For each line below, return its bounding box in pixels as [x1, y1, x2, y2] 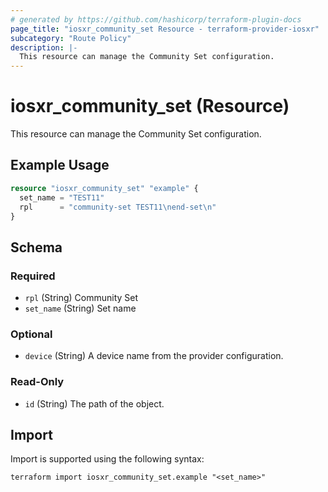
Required [10, 269, 56, 283]
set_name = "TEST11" [19, 192, 105, 203]
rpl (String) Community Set [24, 292, 139, 304]
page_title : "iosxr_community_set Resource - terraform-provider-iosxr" [10, 24, 320, 34]
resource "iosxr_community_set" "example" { [10, 183, 199, 193]
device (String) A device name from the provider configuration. [24, 350, 284, 362]
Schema [10, 239, 63, 256]
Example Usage [10, 157, 110, 174]
